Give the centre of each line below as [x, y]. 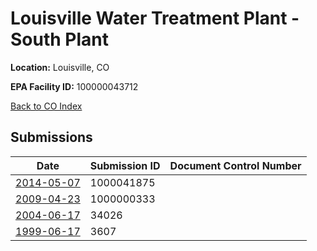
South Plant [59, 39]
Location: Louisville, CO [60, 67]
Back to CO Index [46, 106]
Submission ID [125, 165]
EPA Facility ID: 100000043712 [74, 86]
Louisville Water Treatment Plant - [155, 18]
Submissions [51, 137]
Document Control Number [235, 165]
